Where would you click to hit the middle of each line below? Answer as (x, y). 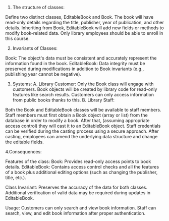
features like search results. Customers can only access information (83, 95)
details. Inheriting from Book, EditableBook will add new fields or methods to (84, 28)
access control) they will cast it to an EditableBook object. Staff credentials (83, 126)
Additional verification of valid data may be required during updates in (78, 193)
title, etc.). (16, 178)
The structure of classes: (38, 7)
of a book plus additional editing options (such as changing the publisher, (81, 172)
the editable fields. (24, 142)
